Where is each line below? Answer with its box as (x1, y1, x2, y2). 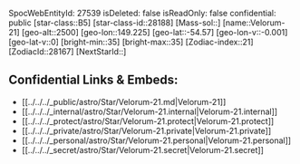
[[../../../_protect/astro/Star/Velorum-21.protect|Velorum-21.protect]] (21, 115, 275, 126)
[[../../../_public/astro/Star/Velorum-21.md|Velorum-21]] (21, 96, 227, 107)
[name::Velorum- (222, 17, 285, 28)
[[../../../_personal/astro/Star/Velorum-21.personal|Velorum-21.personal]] (21, 135, 292, 146)
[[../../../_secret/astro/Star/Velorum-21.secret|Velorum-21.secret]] (21, 144, 265, 155)
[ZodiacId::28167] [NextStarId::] (8, 46, 127, 57)
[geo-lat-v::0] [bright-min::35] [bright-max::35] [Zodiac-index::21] (8, 36, 255, 47)
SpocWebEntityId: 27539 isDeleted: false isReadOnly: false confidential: (8, 8, 276, 18)
